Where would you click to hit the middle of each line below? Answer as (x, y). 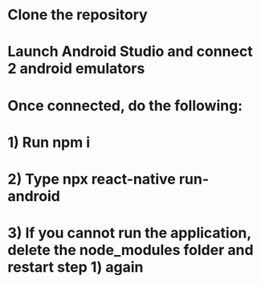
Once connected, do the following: (125, 105)
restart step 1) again (75, 268)
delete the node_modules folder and (130, 250)
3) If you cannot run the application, (130, 233)
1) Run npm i (49, 142)
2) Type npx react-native (92, 179)
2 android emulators (76, 69)
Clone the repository (77, 15)
